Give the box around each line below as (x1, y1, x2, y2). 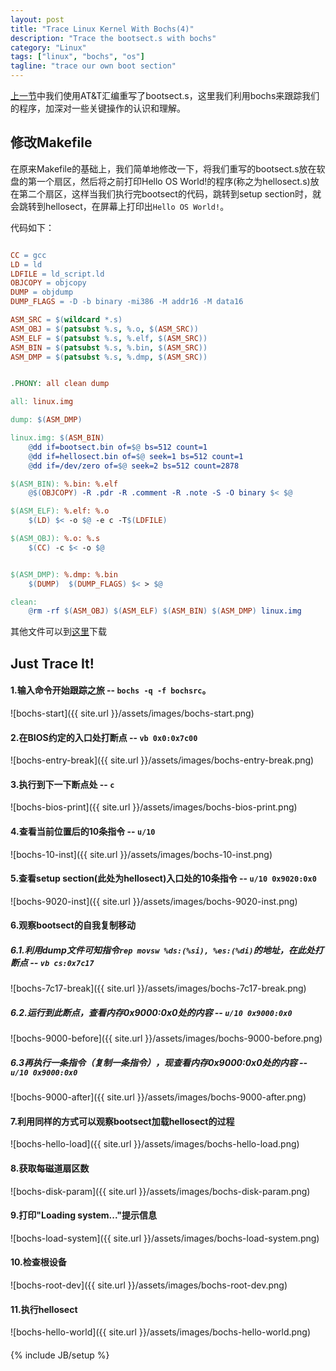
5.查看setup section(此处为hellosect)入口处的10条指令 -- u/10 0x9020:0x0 (10, 872, 317, 885)
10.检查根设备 (10, 1256, 67, 1268)
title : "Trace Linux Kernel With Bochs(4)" (10, 24, 195, 34)
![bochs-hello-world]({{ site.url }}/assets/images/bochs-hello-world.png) (10, 1326, 312, 1338)
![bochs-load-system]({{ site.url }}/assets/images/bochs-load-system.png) (10, 1232, 320, 1244)
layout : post (10, 14, 65, 25)
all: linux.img (10, 397, 74, 407)
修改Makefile (10, 134, 93, 151)
